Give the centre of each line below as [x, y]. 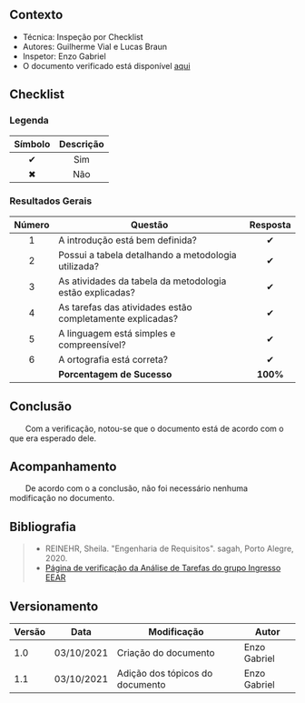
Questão [149, 225]
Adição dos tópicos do [165, 674]
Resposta [270, 225]
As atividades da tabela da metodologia [143, 281]
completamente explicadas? [118, 318]
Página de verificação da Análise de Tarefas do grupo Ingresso [163, 568]
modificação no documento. [62, 498]
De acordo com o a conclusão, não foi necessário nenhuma [137, 488]
